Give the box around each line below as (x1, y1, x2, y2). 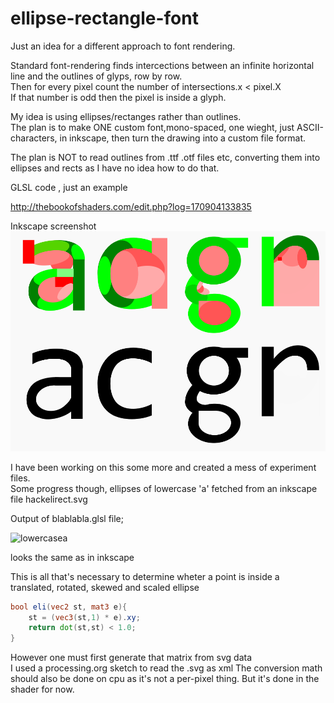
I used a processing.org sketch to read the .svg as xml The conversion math (10, 662, 323, 674)
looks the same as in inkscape (10, 551, 135, 563)
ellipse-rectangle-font (10, 7, 199, 30)
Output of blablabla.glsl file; (10, 512, 124, 524)
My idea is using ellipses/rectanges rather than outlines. (10, 110, 242, 122)
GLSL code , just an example (10, 181, 128, 193)
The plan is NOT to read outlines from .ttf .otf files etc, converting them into (10, 151, 321, 163)
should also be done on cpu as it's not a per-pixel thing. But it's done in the (10, 673, 320, 685)
